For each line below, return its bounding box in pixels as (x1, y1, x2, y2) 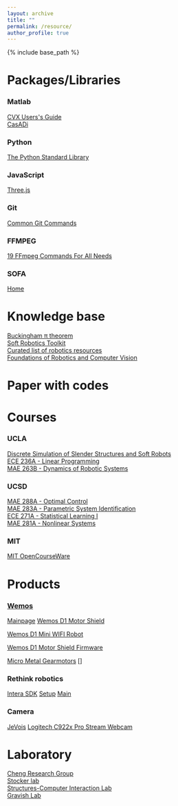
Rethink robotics (7, 674, 64, 683)
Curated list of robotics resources (7, 346, 102, 355)
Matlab (7, 97, 32, 107)
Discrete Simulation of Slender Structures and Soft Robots (7, 449, 172, 458)
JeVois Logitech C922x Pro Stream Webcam (7, 723, 133, 731)
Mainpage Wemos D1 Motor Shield (7, 616, 105, 625)
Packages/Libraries (7, 72, 121, 88)
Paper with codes (7, 377, 109, 393)
